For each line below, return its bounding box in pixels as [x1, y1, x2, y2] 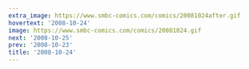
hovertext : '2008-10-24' [8, 19, 91, 27]
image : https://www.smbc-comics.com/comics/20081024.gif [8, 26, 202, 34]
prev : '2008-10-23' [8, 41, 73, 49]
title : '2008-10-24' [8, 48, 77, 56]
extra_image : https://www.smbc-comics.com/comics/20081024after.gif [8, 11, 241, 20]
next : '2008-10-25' [8, 33, 73, 42]
